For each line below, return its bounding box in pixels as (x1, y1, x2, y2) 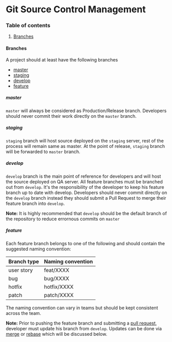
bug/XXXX (44, 275, 70, 282)
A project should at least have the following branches (6, 56, 118, 62)
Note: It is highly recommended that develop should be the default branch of (6, 210, 167, 216)
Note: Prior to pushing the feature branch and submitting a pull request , (6, 320, 157, 326)
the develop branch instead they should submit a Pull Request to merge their (6, 195, 166, 201)
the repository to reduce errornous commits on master (6, 216, 120, 222)
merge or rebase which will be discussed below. (6, 331, 107, 337)
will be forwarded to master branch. (6, 148, 81, 155)
